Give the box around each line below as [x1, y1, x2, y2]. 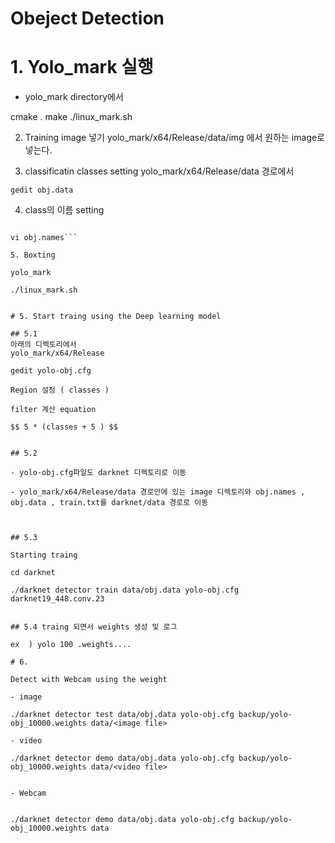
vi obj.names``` [10, 233, 78, 243]
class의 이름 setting [24, 204, 105, 216]
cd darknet [10, 568, 56, 578]
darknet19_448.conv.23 [10, 594, 105, 604]
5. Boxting [10, 250, 56, 261]
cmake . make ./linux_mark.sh [10, 111, 133, 123]
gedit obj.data [10, 185, 74, 196]
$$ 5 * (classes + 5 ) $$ [10, 422, 118, 432]
